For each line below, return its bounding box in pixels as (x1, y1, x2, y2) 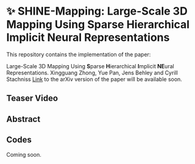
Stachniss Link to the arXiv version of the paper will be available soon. (6, 75, 183, 83)
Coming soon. (6, 151, 41, 158)
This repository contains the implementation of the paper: (6, 51, 151, 58)
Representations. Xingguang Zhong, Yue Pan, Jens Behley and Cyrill (6, 69, 178, 76)
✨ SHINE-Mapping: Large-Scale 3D (6, 4, 188, 18)
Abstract (6, 114, 41, 124)
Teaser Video (6, 93, 58, 104)
